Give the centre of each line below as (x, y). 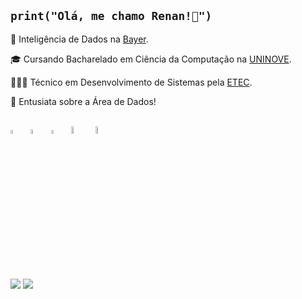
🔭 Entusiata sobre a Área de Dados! (83, 101)
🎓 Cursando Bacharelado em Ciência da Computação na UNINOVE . (151, 59)
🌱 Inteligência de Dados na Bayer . (79, 39)
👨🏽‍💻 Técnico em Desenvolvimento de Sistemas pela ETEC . (131, 82)
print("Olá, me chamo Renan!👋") (111, 16)
